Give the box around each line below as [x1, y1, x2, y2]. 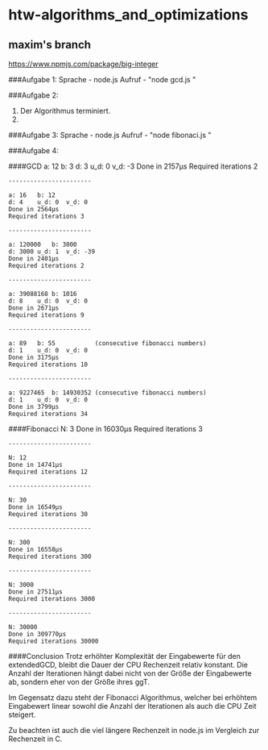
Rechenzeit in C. [8, 734, 63, 744]
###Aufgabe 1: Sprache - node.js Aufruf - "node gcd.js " [8, 75, 196, 84]
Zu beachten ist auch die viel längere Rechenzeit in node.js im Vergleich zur [8, 726, 260, 735]
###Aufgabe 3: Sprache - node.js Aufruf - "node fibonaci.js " [8, 131, 212, 140]
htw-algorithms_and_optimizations [8, 6, 249, 24]
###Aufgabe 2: [8, 90, 59, 100]
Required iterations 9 [8, 311, 85, 319]
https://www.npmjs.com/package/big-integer [8, 59, 159, 69]
